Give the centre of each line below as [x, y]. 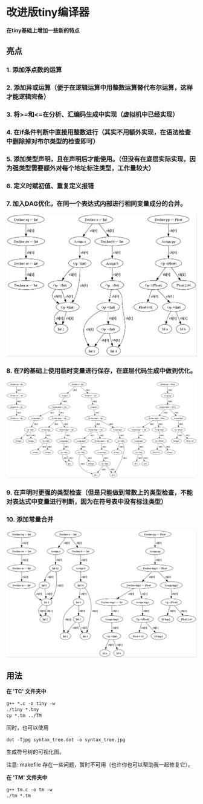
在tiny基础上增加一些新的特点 [43, 30]
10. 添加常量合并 [30, 520]
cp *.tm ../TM [24, 716]
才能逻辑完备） [28, 97]
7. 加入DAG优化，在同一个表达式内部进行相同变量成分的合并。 [96, 203]
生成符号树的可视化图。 [35, 752]
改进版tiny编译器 [48, 12]
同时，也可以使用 [27, 728]
